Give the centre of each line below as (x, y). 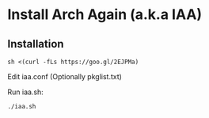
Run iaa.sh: (26, 92)
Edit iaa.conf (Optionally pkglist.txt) (65, 76)
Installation (36, 44)
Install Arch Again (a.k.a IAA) (105, 15)
